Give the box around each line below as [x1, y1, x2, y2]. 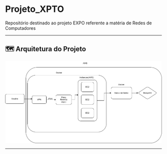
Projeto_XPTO [5, 3, 64, 15]
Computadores [5, 25, 36, 31]
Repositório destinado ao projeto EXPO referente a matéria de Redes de [5, 20, 152, 26]
